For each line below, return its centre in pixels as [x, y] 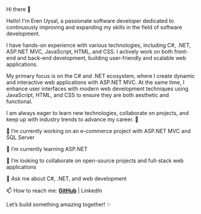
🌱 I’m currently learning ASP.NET [47, 149]
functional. [19, 101]
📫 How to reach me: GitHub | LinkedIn [54, 191]
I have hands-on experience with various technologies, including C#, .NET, [98, 45]
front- [181, 52]
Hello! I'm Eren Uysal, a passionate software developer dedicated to [90, 21]
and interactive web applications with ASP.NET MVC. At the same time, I [95, 82]
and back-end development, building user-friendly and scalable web [102, 58]
